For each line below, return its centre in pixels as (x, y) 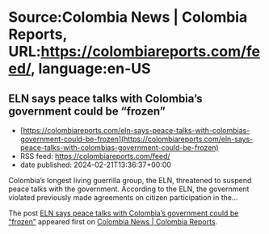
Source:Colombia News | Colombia (128, 17)
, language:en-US (91, 69)
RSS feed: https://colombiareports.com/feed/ (95, 156)
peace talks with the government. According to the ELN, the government (129, 189)
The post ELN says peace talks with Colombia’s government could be (124, 213)
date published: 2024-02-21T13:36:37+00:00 (96, 165)
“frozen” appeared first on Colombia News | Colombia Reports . (113, 221)
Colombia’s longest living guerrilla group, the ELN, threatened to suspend (130, 180)
